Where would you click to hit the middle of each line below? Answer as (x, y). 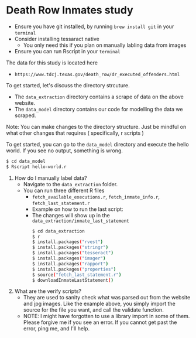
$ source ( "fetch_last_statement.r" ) (77, 275)
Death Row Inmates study (70, 10)
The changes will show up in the (71, 215)
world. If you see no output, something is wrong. (64, 151)
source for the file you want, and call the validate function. (93, 310)
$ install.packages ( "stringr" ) (70, 247)
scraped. (25, 115)
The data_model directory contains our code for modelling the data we (99, 109)
